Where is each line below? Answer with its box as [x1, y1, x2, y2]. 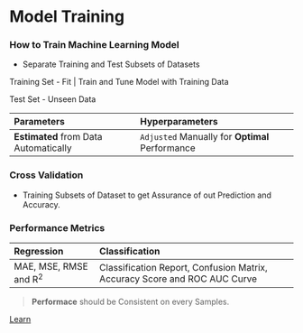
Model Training [9, 6, 124, 27]
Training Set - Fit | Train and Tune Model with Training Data [9, 77, 229, 88]
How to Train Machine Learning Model [9, 39, 179, 51]
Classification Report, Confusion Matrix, [98, 261, 268, 273]
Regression [14, 245, 64, 258]
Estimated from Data [14, 131, 103, 143]
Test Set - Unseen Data [9, 94, 96, 105]
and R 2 [14, 272, 43, 286]
